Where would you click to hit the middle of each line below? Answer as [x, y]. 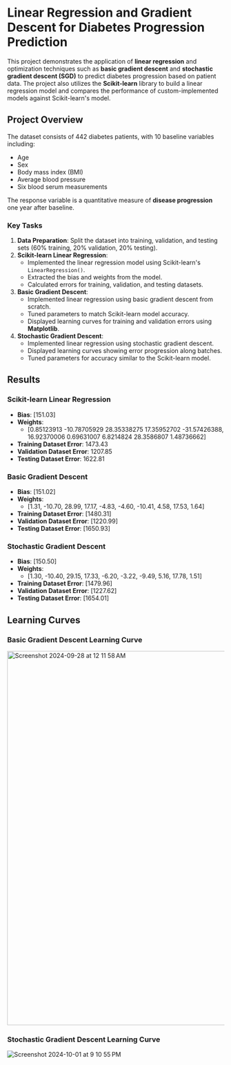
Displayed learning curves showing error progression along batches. [125, 351]
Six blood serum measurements [62, 186]
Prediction [37, 42]
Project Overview [45, 120]
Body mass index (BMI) [50, 172]
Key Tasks [25, 225]
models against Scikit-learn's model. [59, 98]
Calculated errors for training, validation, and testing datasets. [115, 284]
